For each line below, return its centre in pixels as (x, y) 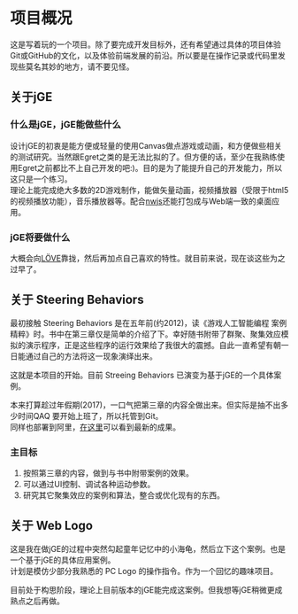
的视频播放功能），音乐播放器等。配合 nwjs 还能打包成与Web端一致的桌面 (141, 201)
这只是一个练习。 (41, 179)
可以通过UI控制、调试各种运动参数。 (89, 485)
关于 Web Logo (52, 526)
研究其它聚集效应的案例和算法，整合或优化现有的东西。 (123, 495)
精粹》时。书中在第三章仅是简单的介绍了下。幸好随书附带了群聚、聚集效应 (145, 334)
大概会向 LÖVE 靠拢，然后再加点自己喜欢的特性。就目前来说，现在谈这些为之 (148, 258)
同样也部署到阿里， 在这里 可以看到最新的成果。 (95, 427)
